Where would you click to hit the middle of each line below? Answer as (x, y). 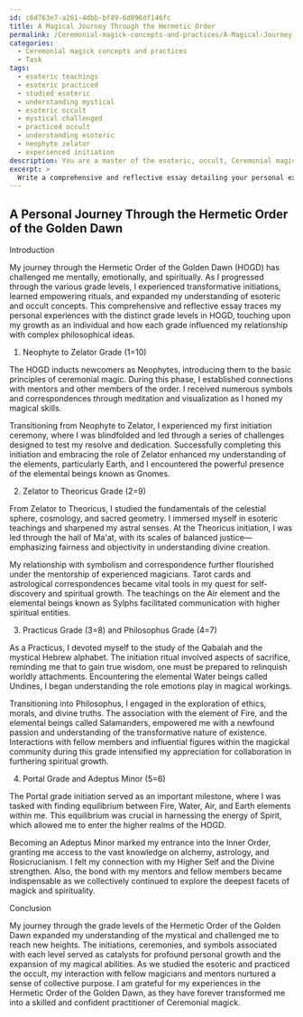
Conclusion (31, 909)
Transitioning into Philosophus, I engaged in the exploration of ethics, (138, 704)
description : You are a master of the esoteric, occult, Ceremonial (141, 160)
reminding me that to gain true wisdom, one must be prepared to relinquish (148, 667)
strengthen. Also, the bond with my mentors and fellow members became (146, 871)
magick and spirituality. (53, 890)
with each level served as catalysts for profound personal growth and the (145, 955)
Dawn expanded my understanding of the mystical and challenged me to (144, 936)
